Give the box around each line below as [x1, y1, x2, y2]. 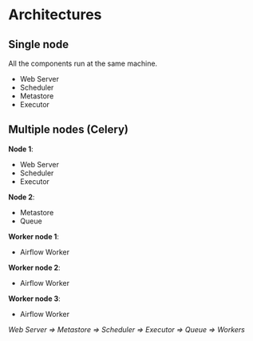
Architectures [8, 6, 102, 24]
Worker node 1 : [8, 231, 60, 241]
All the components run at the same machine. [8, 58, 158, 68]
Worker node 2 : [8, 263, 61, 272]
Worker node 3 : [8, 294, 61, 303]
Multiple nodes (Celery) [8, 122, 129, 137]
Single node [8, 38, 69, 51]
